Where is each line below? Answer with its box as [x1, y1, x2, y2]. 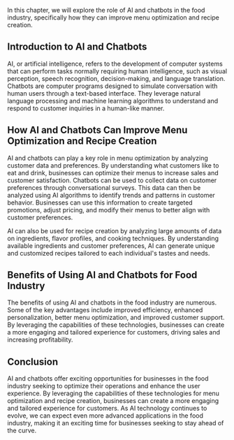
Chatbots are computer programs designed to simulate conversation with [7, 82, 218, 90]
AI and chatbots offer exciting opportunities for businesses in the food [7, 374, 209, 383]
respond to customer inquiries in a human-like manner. [7, 104, 165, 112]
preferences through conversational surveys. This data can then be [7, 183, 201, 191]
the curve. [7, 426, 37, 435]
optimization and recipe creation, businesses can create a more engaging [7, 397, 219, 405]
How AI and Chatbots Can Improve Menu [7, 124, 188, 136]
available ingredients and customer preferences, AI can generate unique [7, 241, 215, 250]
